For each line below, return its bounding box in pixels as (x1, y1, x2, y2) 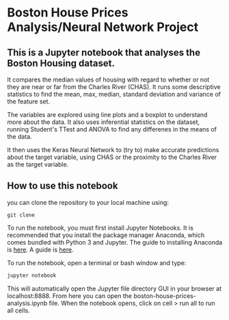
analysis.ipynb (7, 299, 48, 307)
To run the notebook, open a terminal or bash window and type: (7, 258, 187, 267)
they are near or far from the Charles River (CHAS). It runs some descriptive (7, 83, 221, 90)
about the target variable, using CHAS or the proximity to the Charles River (7, 153, 217, 161)
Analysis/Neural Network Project (7, 19, 199, 35)
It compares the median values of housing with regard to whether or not (7, 75, 210, 84)
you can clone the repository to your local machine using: (7, 198, 170, 206)
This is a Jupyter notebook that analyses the (7, 47, 200, 58)
